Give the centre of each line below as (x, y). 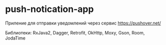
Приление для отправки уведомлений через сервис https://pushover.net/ (83, 23)
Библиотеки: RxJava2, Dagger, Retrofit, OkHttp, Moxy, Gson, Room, (75, 32)
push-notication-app (49, 9)
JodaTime (15, 38)
